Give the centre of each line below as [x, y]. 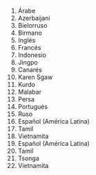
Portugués [32, 107]
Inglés [27, 40]
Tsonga [29, 158]
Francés [29, 48]
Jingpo [28, 62]
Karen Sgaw [35, 77]
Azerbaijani [34, 18]
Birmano [30, 33]
